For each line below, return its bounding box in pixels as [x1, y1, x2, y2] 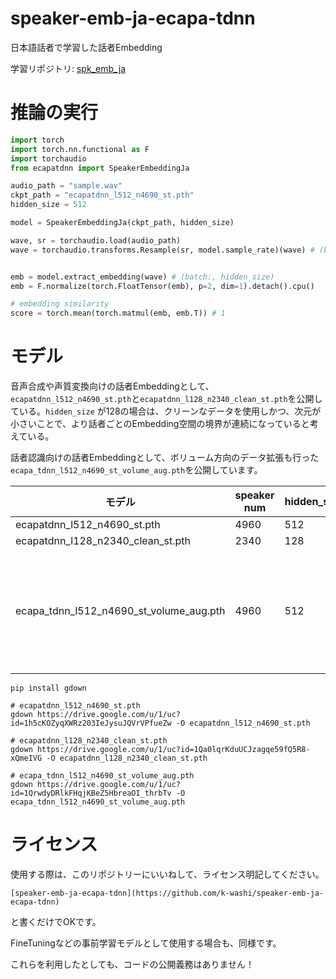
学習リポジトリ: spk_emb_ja [10, 62, 126, 74]
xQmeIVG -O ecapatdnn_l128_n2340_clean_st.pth [10, 753, 208, 764]
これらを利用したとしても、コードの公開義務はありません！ [10, 958, 255, 970]
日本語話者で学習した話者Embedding [10, 41, 163, 53]
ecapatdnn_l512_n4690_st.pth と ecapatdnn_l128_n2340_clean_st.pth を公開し [10, 393, 323, 405]
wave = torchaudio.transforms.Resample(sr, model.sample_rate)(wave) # [10, 245, 315, 255]
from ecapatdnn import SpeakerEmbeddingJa [10, 163, 190, 173]
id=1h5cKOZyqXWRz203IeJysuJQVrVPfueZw [10, 718, 172, 729]
